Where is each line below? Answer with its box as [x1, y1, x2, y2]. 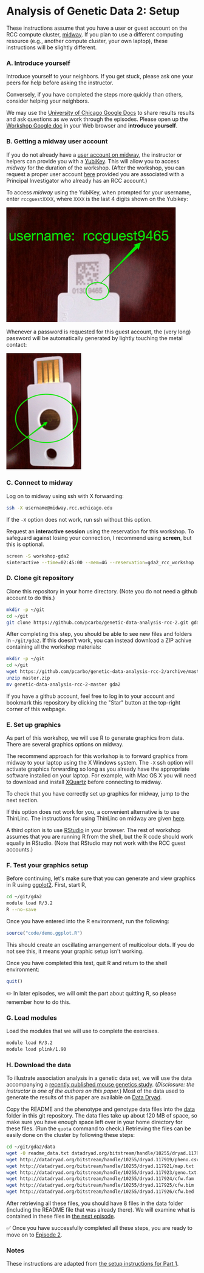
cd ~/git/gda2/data [6, 1144, 56, 1150]
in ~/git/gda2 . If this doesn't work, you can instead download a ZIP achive [6, 636, 192, 644]
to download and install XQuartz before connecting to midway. [6, 779, 163, 786]
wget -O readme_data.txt [6, 1150, 69, 1156]
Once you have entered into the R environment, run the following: [6, 917, 169, 924]
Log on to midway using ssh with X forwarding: [6, 492, 124, 499]
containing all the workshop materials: [6, 643, 102, 650]
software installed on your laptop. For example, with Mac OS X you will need [6, 772, 197, 779]
